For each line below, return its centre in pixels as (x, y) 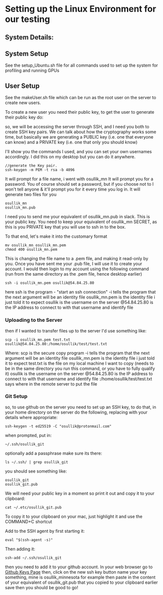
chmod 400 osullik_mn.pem (31, 250)
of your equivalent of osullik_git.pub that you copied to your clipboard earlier (81, 582)
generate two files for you (31, 194)
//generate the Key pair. (31, 166)
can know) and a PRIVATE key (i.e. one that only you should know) (71, 142)
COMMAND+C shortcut (29, 522)
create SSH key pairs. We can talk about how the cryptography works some (81, 132)
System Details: (30, 37)
